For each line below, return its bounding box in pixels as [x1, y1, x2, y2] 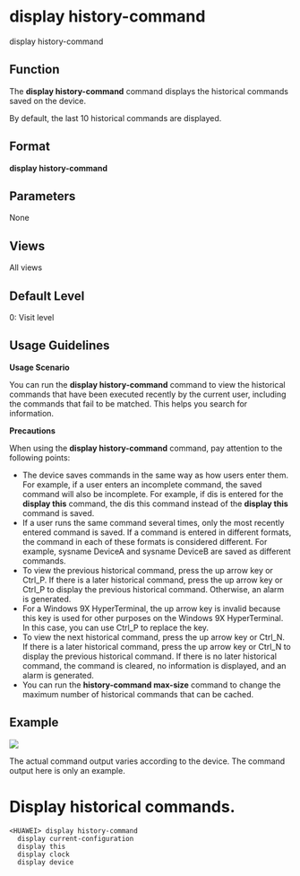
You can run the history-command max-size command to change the [21, 679, 281, 690]
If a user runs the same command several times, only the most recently [21, 517, 285, 528]
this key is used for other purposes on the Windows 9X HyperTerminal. [21, 612, 284, 623]
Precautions [9, 425, 56, 436]
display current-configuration [17, 834, 134, 843]
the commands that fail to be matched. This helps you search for [9, 398, 248, 409]
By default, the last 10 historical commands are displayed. [9, 112, 222, 123]
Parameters [9, 188, 76, 204]
